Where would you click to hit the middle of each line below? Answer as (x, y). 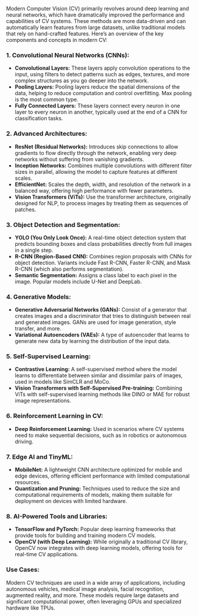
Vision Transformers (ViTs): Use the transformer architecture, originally (103, 197)
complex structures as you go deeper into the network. (82, 81)
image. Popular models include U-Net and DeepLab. (78, 281)
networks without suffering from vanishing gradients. (79, 159)
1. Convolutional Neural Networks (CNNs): (68, 55)
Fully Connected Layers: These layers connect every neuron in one (97, 106)
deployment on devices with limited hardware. (71, 501)
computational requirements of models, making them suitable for (93, 495)
